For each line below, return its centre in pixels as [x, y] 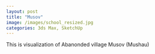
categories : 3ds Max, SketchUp [44, 28]
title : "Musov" [25, 17]
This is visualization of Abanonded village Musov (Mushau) [78, 45]
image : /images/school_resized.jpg [50, 22]
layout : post [22, 11]
